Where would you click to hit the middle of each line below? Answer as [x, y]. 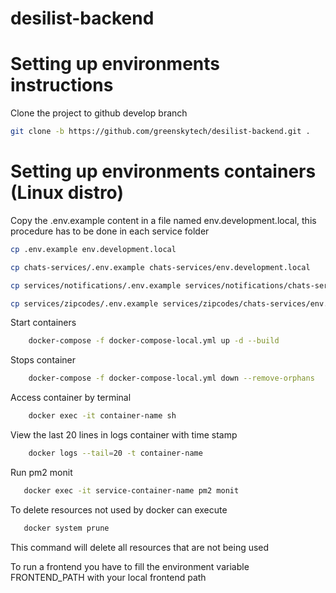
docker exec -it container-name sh [102, 416]
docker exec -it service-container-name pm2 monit [131, 490]
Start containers [43, 323]
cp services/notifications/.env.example [96, 285]
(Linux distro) [67, 193]
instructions [62, 85]
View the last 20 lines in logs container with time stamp [124, 435]
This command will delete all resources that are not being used [140, 547]
